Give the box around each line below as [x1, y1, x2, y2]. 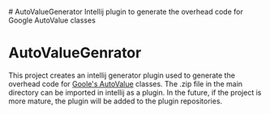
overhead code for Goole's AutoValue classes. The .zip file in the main [8, 78, 243, 88]
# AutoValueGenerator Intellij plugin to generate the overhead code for [8, 7, 243, 16]
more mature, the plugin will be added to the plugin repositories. [8, 96, 223, 106]
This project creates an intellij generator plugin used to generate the [8, 70, 235, 80]
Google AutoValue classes [8, 15, 96, 25]
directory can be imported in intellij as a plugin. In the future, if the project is [8, 87, 262, 97]
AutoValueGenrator [8, 44, 142, 62]
